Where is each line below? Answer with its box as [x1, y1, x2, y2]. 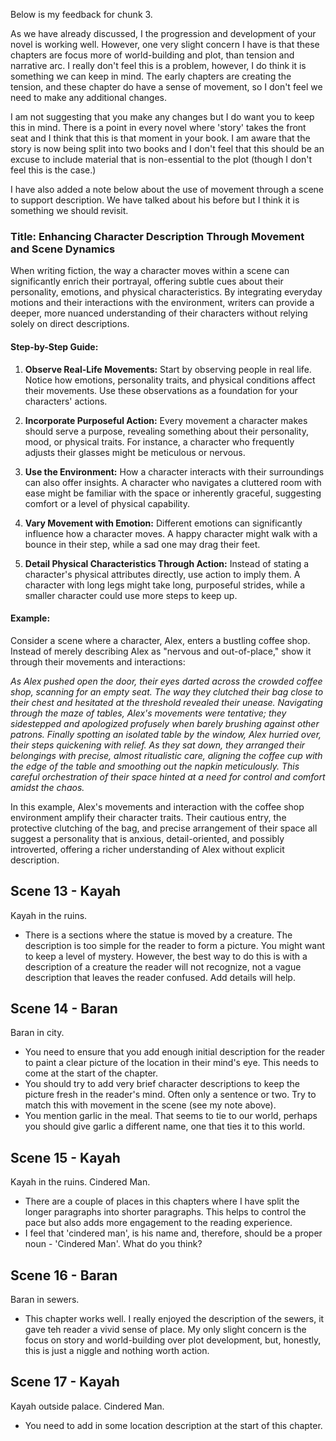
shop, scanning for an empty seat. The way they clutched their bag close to [10, 685, 324, 698]
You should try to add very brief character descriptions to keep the [24, 1078, 300, 1090]
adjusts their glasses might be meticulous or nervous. [24, 446, 246, 458]
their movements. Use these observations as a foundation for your [24, 384, 298, 396]
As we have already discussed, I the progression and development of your [10, 28, 317, 39]
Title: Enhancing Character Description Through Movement [10, 229, 305, 243]
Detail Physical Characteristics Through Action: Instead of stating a [24, 557, 310, 569]
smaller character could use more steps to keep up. [24, 589, 238, 601]
